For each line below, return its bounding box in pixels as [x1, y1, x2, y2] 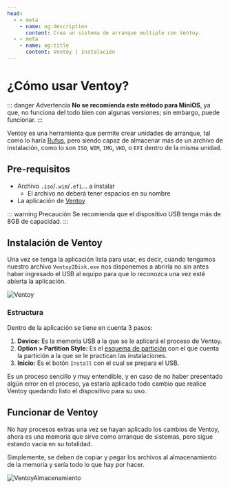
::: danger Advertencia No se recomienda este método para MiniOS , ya [7, 101, 211, 109]
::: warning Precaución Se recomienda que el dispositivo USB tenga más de [7, 209, 222, 218]
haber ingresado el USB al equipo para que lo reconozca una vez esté [7, 270, 205, 278]
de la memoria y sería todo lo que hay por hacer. [7, 460, 145, 468]
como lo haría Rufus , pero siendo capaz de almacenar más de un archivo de [7, 136, 224, 145]
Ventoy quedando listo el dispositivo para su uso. [7, 386, 147, 395]
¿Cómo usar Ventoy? [7, 79, 129, 94]
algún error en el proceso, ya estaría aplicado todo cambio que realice [7, 379, 207, 388]
